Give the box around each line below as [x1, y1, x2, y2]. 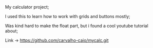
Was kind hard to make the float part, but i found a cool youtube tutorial [5, 23, 149, 29]
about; [5, 28, 18, 33]
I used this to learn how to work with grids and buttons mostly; [5, 14, 131, 19]
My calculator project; [5, 4, 49, 10]
